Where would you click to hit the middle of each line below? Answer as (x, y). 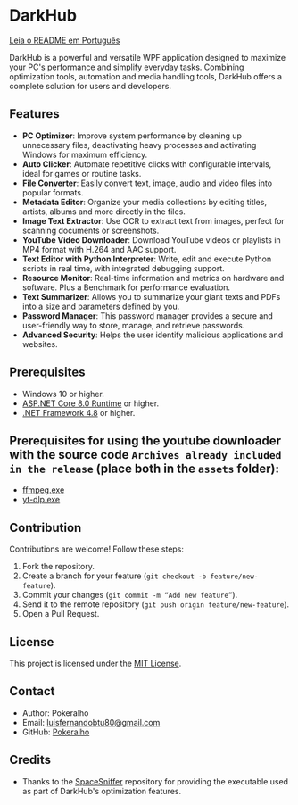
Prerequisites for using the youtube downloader (145, 440)
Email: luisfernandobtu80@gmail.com (91, 722)
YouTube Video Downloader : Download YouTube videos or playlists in (151, 240)
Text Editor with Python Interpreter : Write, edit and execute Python (147, 259)
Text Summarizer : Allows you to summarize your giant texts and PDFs (151, 296)
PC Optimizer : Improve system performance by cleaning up (132, 136)
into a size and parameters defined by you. (101, 306)
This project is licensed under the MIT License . (95, 663)
